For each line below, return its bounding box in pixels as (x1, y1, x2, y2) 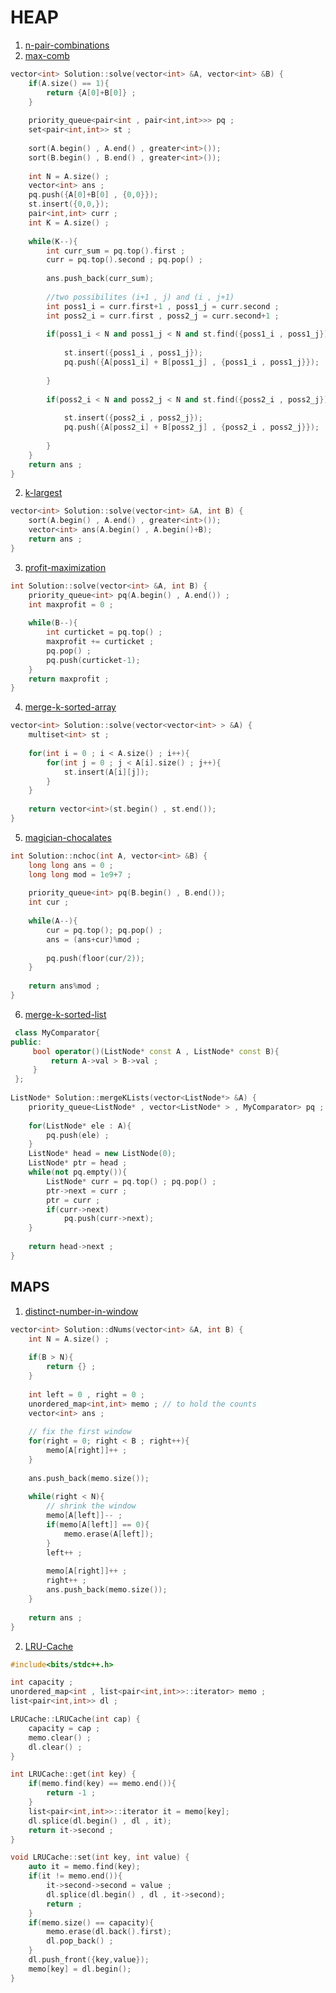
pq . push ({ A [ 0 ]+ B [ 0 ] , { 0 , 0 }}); (28, 190, 159, 200)
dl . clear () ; (28, 1742, 83, 1752)
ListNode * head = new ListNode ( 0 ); (28, 1149, 177, 1159)
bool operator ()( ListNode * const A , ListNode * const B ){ (32, 1046, 280, 1056)
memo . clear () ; (28, 1732, 92, 1743)
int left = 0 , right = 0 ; (28, 1389, 145, 1400)
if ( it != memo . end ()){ (28, 1871, 123, 1881)
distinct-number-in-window (24, 1305, 139, 1317)
